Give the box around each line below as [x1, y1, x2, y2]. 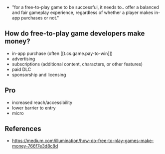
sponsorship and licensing [11, 71, 66, 77]
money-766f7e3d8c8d [11, 143, 58, 149]
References [4, 124, 41, 133]
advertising [11, 55, 35, 61]
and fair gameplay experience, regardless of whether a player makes [11, 9, 154, 15]
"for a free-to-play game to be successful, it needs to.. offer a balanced [11, 4, 159, 10]
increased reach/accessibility [11, 99, 73, 105]
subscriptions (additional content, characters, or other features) [11, 61, 143, 67]
